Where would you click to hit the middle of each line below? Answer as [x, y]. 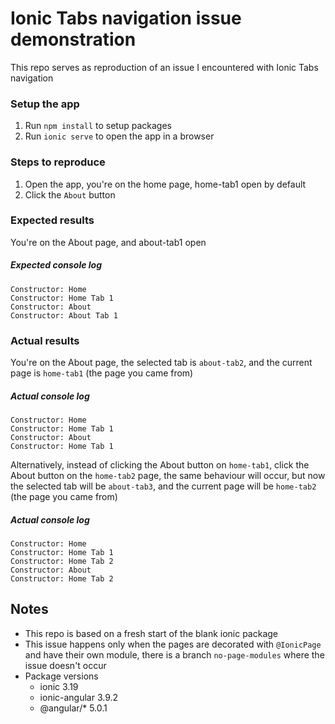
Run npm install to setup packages [98, 126]
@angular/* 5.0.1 [73, 708]
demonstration [73, 39]
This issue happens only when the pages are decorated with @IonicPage [173, 644]
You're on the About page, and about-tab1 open [108, 242]
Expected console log [56, 265]
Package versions [61, 676]
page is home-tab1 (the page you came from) [102, 373]
